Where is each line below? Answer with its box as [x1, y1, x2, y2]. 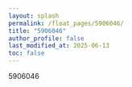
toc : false [8, 49, 45, 57]
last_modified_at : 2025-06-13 [8, 42, 110, 50]
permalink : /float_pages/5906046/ [8, 19, 125, 27]
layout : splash [8, 11, 60, 20]
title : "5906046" [8, 27, 67, 35]
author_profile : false [8, 34, 85, 43]
